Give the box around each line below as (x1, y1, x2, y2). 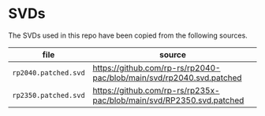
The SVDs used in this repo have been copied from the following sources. (8, 31, 248, 40)
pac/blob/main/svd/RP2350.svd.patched (92, 95, 244, 106)
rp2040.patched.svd (12, 68, 85, 77)
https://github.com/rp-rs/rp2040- (92, 62, 221, 73)
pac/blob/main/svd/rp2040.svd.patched (92, 72, 242, 83)
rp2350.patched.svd (12, 91, 85, 100)
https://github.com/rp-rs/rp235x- (92, 85, 220, 96)
